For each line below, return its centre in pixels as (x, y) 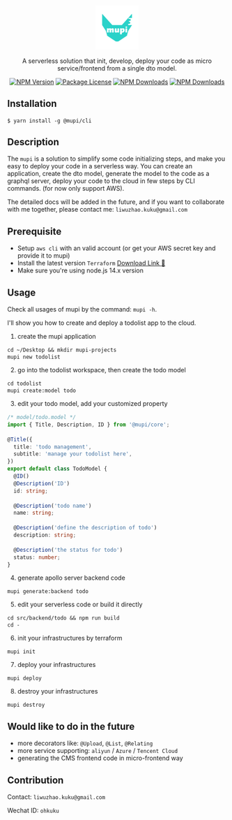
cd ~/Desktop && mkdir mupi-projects (62, 350)
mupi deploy (24, 679)
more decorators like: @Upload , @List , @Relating (85, 743)
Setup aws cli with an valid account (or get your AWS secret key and (116, 248)
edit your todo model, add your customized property (93, 404)
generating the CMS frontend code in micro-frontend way (100, 758)
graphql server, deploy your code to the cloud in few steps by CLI (101, 181)
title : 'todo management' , (53, 447)
